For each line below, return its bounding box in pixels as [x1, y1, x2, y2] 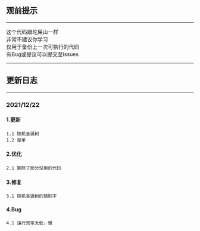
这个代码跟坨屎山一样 [6, 28, 58, 35]
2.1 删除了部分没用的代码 [6, 165, 61, 171]
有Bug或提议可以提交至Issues [6, 50, 79, 58]
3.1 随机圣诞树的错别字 [6, 193, 57, 199]
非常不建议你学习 [6, 35, 48, 43]
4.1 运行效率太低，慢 [6, 220, 52, 226]
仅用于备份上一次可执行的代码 [6, 43, 79, 50]
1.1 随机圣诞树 [6, 131, 40, 137]
